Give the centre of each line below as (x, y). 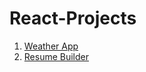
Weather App (51, 46)
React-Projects (73, 18)
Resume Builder (56, 56)
